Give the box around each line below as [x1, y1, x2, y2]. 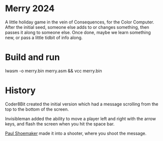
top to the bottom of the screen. [5, 106, 69, 112]
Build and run [5, 52, 60, 63]
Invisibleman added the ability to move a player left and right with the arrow [5, 116, 156, 121]
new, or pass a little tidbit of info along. [5, 35, 83, 40]
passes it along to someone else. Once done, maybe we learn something [5, 29, 151, 35]
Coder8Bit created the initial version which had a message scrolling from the [5, 101, 159, 107]
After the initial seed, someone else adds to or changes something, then [5, 24, 149, 30]
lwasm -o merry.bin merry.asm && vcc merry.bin [5, 68, 102, 74]
